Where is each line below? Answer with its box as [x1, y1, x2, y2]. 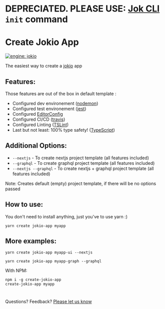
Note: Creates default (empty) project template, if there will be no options [5, 180, 156, 186]
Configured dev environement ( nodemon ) [12, 100, 98, 106]
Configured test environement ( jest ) [12, 106, 86, 112]
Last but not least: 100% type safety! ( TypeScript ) [12, 127, 115, 133]
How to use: [5, 200, 43, 209]
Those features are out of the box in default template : [5, 91, 116, 97]
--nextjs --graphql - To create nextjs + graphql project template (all [12, 165, 154, 171]
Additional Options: [5, 141, 67, 150]
